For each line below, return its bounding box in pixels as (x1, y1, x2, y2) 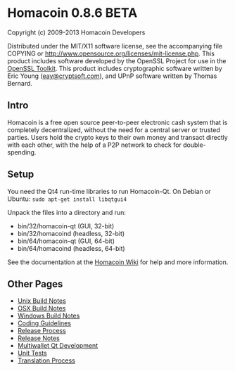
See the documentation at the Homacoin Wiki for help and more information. (7, 258, 229, 266)
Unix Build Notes (17, 297, 67, 305)
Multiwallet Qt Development (17, 341, 99, 350)
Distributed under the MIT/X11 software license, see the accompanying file (7, 41, 223, 50)
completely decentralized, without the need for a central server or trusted (7, 125, 220, 134)
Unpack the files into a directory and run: (7, 208, 127, 216)
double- (182, 141, 206, 149)
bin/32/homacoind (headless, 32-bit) (17, 229, 125, 237)
